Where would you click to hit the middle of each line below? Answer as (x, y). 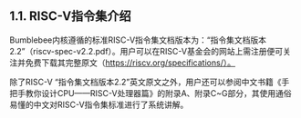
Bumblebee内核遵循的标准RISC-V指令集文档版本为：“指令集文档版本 (138, 40)
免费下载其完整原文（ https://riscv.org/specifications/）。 (130, 63)
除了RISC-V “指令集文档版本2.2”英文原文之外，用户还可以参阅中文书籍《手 (150, 82)
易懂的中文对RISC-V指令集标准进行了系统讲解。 (99, 104)
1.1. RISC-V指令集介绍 (71, 16)
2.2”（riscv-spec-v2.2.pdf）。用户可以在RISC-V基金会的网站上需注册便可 (146, 51)
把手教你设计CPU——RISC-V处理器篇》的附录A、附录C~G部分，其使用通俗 (150, 93)
